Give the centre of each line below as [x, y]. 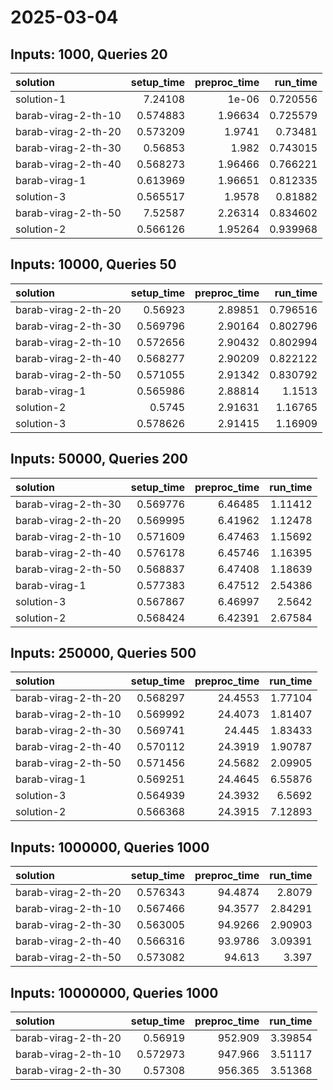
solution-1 [41, 99]
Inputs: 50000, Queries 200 [99, 459]
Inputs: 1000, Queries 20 [89, 54]
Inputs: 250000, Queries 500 [103, 653]
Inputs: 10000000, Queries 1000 [114, 992]
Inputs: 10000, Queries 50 [93, 264]
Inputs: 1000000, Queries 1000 [110, 847]
